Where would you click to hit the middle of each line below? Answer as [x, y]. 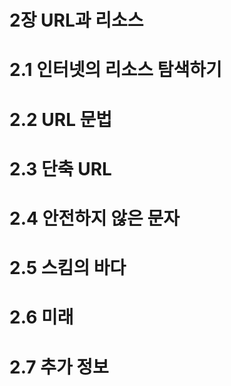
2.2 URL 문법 [61, 119]
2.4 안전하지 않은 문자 [94, 218]
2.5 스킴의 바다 [68, 268]
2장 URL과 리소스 [76, 20]
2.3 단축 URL [60, 168]
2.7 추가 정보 [59, 367]
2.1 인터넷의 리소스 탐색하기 [115, 70]
